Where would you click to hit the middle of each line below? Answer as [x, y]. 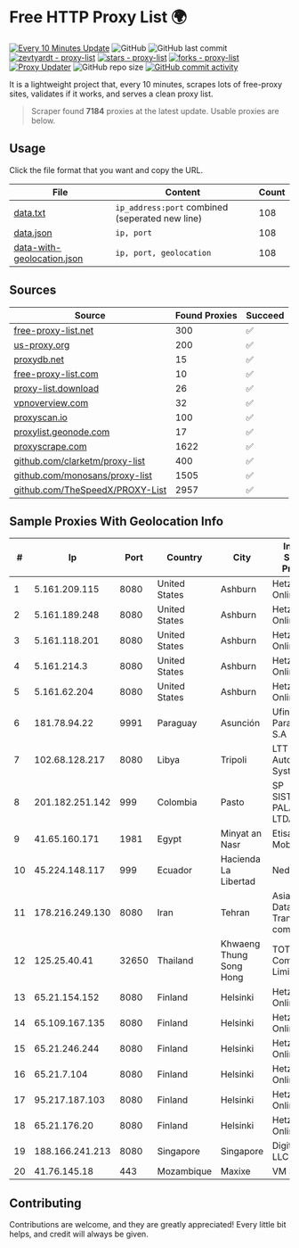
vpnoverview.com [51, 402]
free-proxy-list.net [54, 330]
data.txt [30, 212]
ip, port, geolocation [163, 252]
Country [185, 558]
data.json [33, 233]
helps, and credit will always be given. [79, 1234]
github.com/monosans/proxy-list [83, 475]
